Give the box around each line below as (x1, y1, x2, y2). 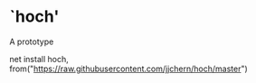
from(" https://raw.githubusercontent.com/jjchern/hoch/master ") (9, 63, 249, 74)
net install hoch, (9, 53, 70, 64)
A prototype (9, 36, 54, 47)
